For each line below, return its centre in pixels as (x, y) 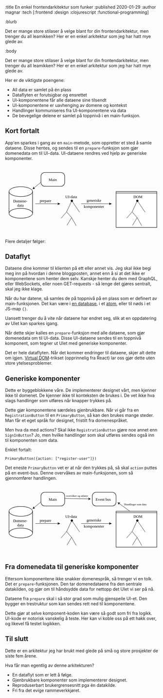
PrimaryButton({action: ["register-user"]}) (51, 459)
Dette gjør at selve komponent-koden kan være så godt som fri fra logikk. (79, 613)
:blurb (11, 22)
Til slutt (17, 639)
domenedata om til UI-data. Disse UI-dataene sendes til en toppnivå (73, 338)
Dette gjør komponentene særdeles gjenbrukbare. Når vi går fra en (72, 410)
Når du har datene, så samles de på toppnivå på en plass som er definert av (81, 298)
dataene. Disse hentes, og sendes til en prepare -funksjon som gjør (72, 148)
